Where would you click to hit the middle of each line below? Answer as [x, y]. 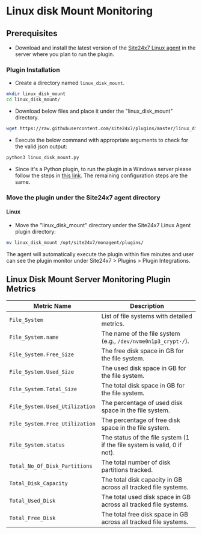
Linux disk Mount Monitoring [80, 11]
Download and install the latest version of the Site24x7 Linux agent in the [105, 48]
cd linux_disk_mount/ [33, 100]
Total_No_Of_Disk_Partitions [51, 466]
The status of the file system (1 [145, 437]
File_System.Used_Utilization [53, 406]
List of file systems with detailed [147, 316]
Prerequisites [32, 33]
